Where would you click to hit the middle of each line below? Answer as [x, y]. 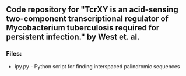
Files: [14, 54]
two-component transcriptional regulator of [87, 19]
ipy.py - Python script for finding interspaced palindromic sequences [97, 66]
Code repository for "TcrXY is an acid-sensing [92, 10]
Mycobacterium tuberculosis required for [83, 28]
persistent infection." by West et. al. [73, 37]
